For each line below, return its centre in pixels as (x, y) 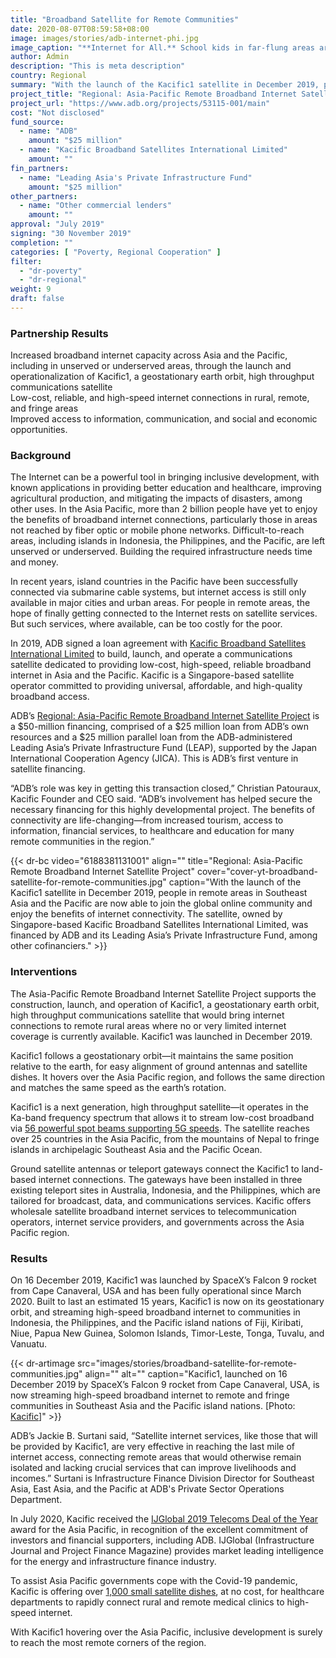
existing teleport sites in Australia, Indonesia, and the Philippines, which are (165, 1190)
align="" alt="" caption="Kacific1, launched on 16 (186, 1374)
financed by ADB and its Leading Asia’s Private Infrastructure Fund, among (164, 935)
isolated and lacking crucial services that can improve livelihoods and (153, 1468)
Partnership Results (59, 333)
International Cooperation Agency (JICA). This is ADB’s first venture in (154, 758)
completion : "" (42, 242)
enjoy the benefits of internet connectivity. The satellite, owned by (146, 914)
